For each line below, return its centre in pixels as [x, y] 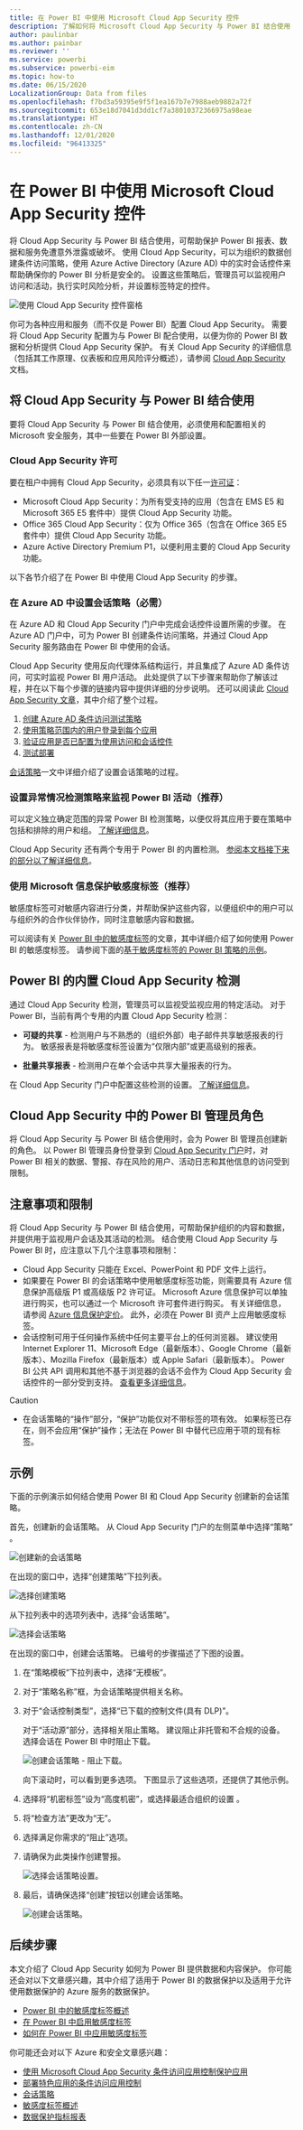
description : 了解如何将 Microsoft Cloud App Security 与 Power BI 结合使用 [150, 26]
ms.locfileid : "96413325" [58, 144]
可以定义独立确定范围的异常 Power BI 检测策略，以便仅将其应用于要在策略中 [151, 819]
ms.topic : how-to [42, 77]
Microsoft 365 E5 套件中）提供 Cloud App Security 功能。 [129, 512]
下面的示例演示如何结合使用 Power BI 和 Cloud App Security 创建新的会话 [146, 1496]
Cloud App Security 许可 [64, 461]
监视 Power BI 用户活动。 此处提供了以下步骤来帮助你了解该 [159, 677]
